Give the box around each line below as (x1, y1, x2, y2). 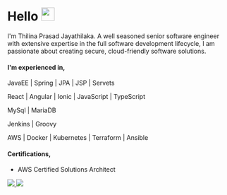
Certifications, (7, 149, 51, 158)
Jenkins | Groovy (7, 120, 57, 129)
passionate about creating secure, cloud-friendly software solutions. (7, 47, 207, 55)
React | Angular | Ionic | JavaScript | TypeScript (7, 93, 146, 101)
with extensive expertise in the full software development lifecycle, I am (7, 39, 215, 47)
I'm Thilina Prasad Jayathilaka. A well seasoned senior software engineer (7, 32, 220, 40)
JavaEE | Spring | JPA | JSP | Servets (7, 78, 115, 88)
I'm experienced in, (7, 63, 66, 71)
